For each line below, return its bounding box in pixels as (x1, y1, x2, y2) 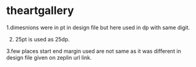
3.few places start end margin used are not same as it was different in (6, 47, 181, 55)
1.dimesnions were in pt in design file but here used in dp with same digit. (6, 24, 191, 31)
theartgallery (6, 4, 74, 18)
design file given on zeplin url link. (6, 54, 93, 61)
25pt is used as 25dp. (15, 35, 70, 43)
